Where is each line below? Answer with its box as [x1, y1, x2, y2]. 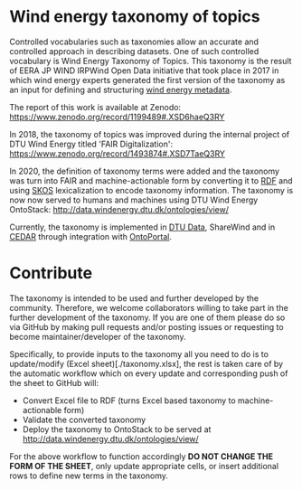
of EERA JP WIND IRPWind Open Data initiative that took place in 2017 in [9, 65, 279, 76]
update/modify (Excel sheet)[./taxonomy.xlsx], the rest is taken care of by [9, 358, 283, 369]
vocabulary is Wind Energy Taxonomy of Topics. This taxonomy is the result [9, 55, 292, 66]
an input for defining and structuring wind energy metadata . [9, 84, 232, 95]
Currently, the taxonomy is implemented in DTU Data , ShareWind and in [9, 221, 276, 232]
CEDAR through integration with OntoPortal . [9, 231, 172, 241]
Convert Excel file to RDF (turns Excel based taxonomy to [22, 395, 237, 406]
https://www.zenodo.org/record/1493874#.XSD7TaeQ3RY [9, 147, 226, 159]
